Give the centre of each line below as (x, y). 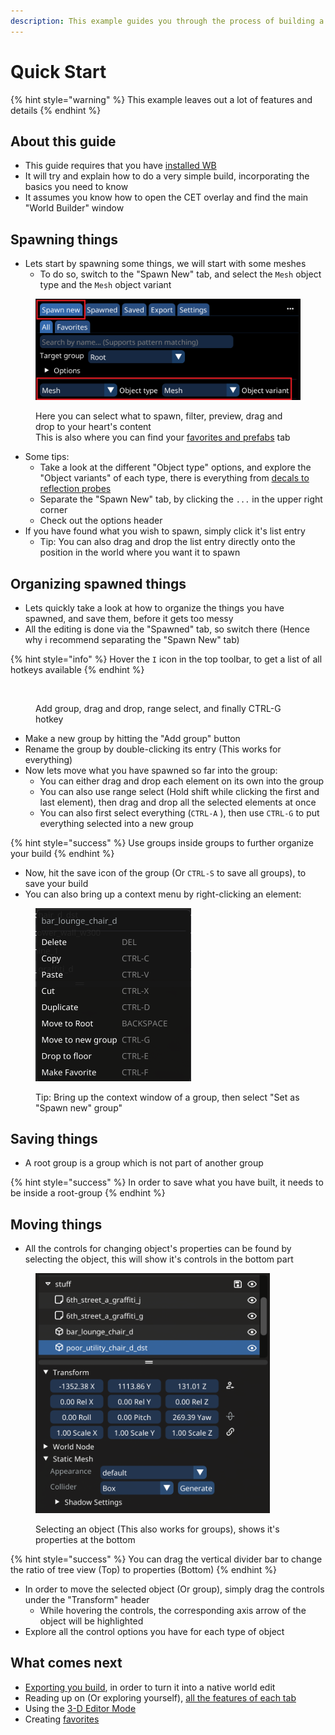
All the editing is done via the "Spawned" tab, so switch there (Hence (167, 629)
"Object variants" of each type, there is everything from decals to (174, 478)
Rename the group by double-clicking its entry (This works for (153, 749)
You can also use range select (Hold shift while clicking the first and (179, 792)
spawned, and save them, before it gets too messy (129, 619)
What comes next (66, 1663)
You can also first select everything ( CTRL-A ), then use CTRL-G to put (179, 813)
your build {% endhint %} (62, 854)
